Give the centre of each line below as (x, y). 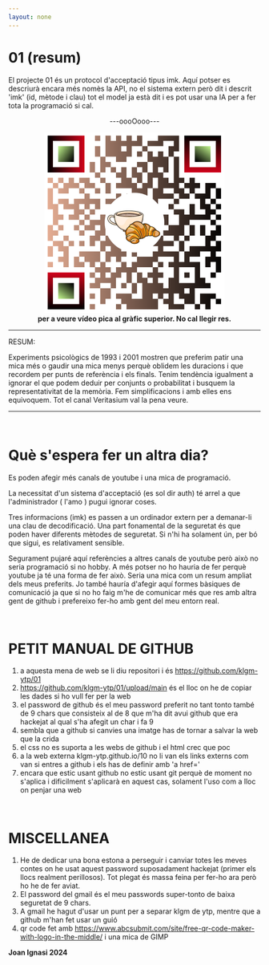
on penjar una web (51, 790)
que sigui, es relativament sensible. (66, 542)
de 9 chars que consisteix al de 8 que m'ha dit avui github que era (129, 713)
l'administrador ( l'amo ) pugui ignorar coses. (83, 501)
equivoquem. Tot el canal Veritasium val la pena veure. (98, 399)
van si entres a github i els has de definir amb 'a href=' (110, 764)
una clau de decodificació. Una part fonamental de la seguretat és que (124, 525)
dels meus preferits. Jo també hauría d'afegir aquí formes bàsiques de (124, 584)
